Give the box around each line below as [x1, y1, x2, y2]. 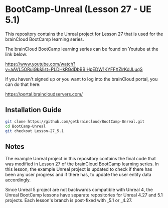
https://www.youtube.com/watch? [5, 61, 76, 67]
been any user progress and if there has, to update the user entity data [5, 172, 151, 178]
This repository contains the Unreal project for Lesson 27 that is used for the [5, 31, 163, 37]
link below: [5, 51, 28, 57]
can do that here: [5, 81, 41, 87]
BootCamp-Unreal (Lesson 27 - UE [5, 4, 151, 15]
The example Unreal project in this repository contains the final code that [5, 156, 156, 162]
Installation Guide [5, 106, 62, 114]
